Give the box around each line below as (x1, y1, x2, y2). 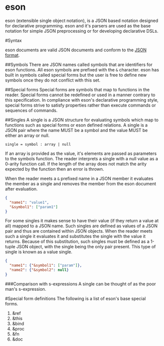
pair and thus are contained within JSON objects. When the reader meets (5, 228, 153, 234)
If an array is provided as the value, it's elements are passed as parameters (5, 151, 157, 156)
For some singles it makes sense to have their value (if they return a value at (5, 218, 159, 224)
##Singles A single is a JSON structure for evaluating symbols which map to (5, 117, 159, 123)
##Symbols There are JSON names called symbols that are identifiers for (5, 62, 153, 67)
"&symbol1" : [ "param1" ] (9, 204, 58, 209)
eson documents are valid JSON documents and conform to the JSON (5, 47, 147, 53)
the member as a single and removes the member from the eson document (5, 180, 157, 187)
